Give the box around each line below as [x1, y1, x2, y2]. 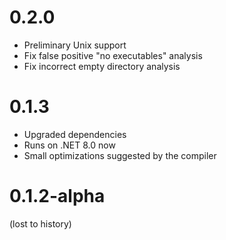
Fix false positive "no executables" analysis [23, 49, 203, 61]
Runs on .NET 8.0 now [23, 139, 116, 151]
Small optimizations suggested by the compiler [23, 149, 217, 161]
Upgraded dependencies [23, 128, 127, 140]
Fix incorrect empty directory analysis [23, 60, 181, 72]
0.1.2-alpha [9, 185, 106, 208]
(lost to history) [9, 217, 72, 230]
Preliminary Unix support [23, 39, 127, 51]
